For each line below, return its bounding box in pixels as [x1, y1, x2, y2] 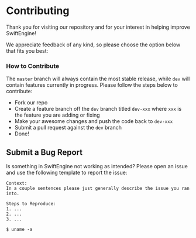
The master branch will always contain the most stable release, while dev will [6, 75, 190, 83]
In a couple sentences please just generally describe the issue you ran [6, 186, 190, 192]
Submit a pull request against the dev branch [14, 124, 122, 131]
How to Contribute [6, 62, 60, 70]
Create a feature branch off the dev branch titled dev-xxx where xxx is [14, 106, 182, 113]
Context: [6, 181, 27, 186]
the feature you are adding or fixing [14, 111, 101, 118]
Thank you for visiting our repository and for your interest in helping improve [6, 23, 190, 30]
